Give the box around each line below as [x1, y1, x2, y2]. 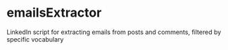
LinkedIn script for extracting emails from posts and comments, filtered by [6, 28, 222, 36]
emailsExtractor [6, 5, 102, 21]
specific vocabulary [6, 35, 64, 43]
